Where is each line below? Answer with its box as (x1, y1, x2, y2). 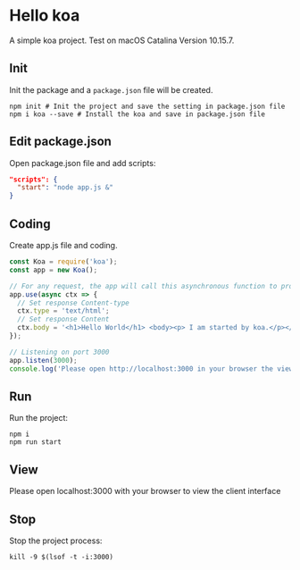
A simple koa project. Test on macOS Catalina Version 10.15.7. (9, 35, 235, 46)
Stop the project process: (9, 535, 103, 546)
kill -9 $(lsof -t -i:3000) (9, 552, 114, 561)
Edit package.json (9, 134, 112, 149)
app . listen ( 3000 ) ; (9, 356, 78, 365)
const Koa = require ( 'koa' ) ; (9, 257, 118, 266)
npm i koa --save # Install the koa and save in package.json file (9, 109, 266, 119)
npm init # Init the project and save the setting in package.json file (9, 102, 286, 111)
